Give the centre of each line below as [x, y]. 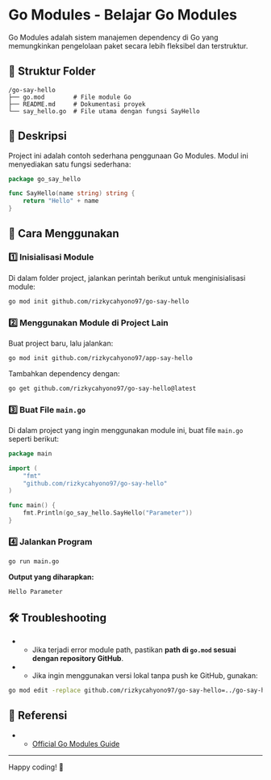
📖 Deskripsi [38, 136]
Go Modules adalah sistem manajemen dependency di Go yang [114, 37]
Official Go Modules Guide [76, 744]
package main [30, 454]
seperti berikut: [33, 439]
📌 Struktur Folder [52, 72]
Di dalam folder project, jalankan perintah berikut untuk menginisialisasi [127, 278]
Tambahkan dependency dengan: [64, 373]
